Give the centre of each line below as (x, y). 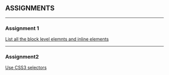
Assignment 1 (22, 28)
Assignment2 (22, 57)
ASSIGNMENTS (30, 8)
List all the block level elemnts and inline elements (57, 39)
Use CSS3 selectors (26, 67)
